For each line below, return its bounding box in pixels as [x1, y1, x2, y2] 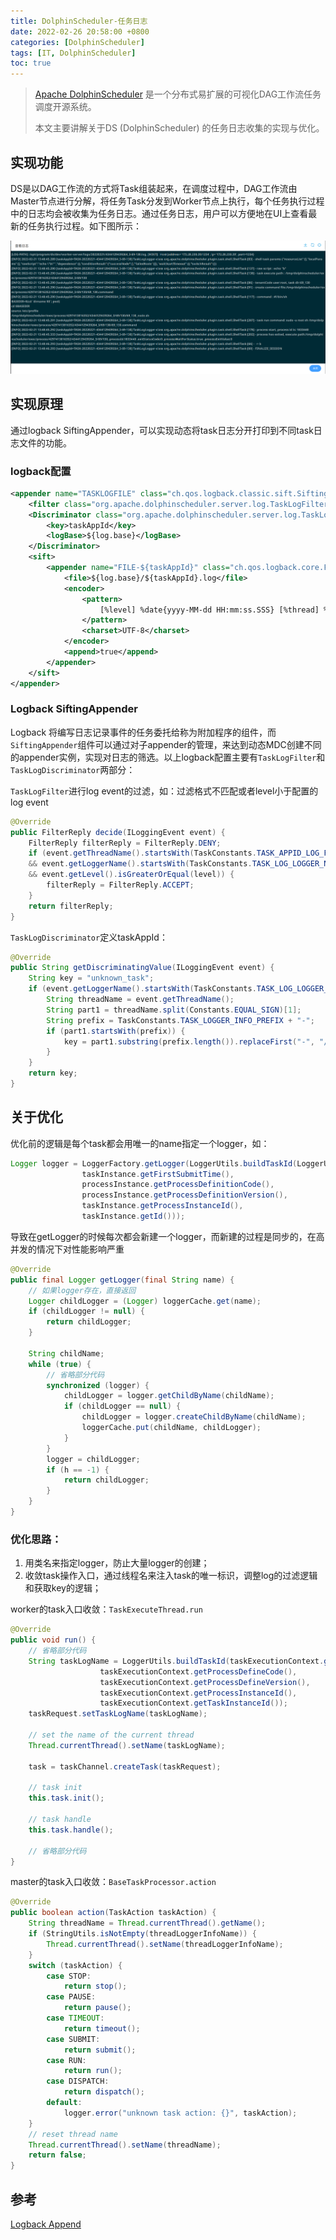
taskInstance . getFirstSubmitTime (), [81, 1169, 235, 1179]
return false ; [28, 2150, 87, 2160]
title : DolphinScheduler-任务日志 [10, 16, 148, 26]
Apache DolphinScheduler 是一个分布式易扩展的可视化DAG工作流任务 [34, 88, 322, 100]
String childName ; [28, 1348, 105, 1359]
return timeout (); [63, 2023, 141, 2034]
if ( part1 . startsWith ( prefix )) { [46, 1026, 186, 1036]
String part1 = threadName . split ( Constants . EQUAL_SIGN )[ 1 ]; [46, 1005, 302, 1015]
